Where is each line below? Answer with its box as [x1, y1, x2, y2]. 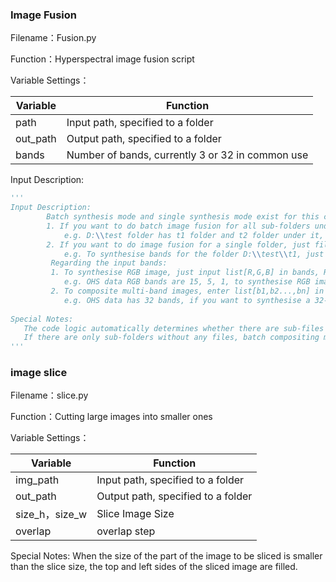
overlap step [96, 524, 156, 538]
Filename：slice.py [10, 389, 89, 402]
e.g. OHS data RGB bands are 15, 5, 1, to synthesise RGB [63, 277, 311, 287]
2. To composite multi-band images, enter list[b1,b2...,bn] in [50, 286, 325, 297]
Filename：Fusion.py [10, 32, 97, 44]
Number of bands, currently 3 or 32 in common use [66, 148, 309, 162]
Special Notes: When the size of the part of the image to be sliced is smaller [10, 550, 323, 562]
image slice [10, 366, 68, 380]
